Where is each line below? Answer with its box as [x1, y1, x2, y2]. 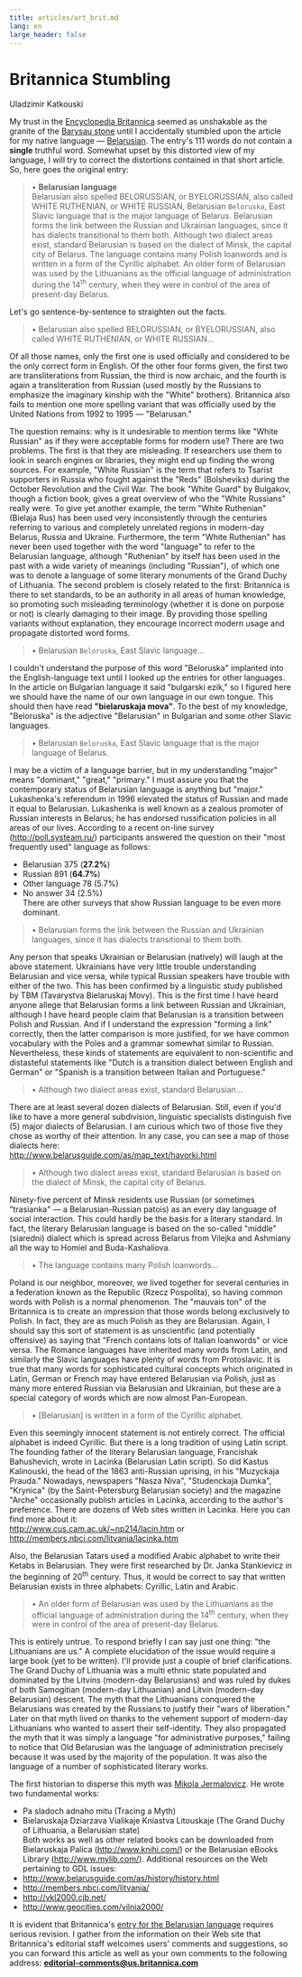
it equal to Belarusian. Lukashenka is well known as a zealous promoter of [9, 803, 284, 814]
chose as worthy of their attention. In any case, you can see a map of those [9, 1130, 289, 1141]
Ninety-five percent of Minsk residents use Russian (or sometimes [9, 1194, 255, 1205]
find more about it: [9, 1514, 78, 1525]
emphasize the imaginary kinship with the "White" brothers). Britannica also [9, 389, 290, 400]
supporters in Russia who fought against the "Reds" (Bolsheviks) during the [9, 473, 290, 484]
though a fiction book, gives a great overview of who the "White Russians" [9, 493, 286, 504]
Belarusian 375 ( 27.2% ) [22, 859, 111, 870]
